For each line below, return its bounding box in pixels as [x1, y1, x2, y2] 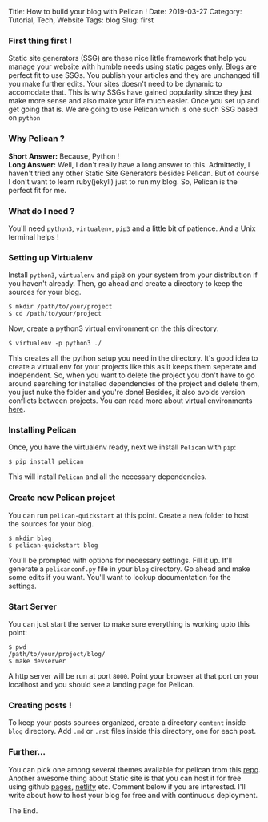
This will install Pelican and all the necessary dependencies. [8, 472, 207, 482]
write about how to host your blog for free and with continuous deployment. [8, 790, 258, 800]
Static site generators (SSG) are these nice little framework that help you [8, 54, 247, 63]
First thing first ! [8, 35, 73, 46]
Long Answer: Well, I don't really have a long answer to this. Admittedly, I [8, 159, 250, 169]
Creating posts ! [8, 700, 72, 711]
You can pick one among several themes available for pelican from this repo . [8, 764, 261, 774]
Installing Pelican [8, 425, 77, 436]
